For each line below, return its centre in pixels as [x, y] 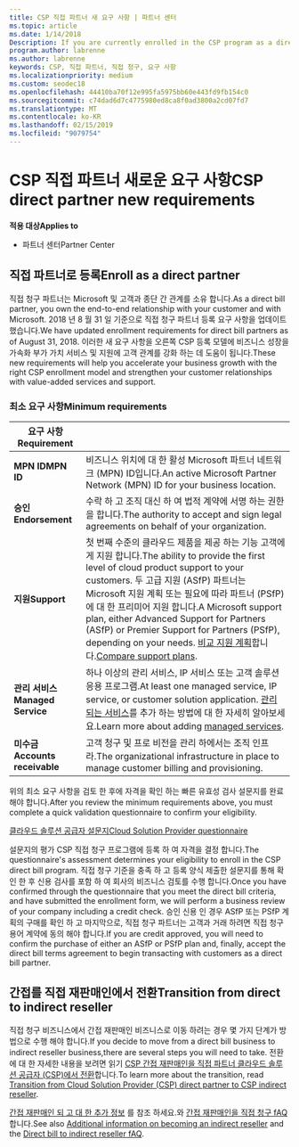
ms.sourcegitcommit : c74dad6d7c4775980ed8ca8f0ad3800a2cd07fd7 [129, 100]
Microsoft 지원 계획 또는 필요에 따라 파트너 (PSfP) [185, 594]
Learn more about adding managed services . [190, 725]
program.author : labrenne [57, 51]
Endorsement [43, 520]
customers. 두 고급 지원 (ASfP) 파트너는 [166, 580]
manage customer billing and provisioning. [174, 767]
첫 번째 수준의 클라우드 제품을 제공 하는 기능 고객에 [186, 542]
